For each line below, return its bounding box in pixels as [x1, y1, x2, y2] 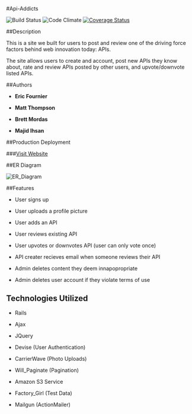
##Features [6, 185, 34, 191]
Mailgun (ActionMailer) [14, 401, 71, 408]
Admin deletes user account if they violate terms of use [14, 277, 151, 283]
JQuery [14, 332, 34, 339]
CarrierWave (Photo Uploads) [14, 355, 87, 362]
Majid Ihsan [14, 127, 44, 134]
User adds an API [14, 219, 57, 226]
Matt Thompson [14, 104, 55, 111]
